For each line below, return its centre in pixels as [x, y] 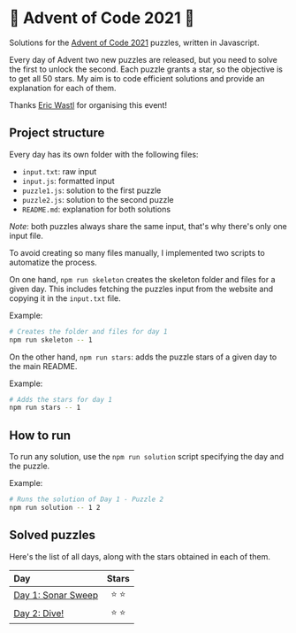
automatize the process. [53, 262]
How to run [40, 435]
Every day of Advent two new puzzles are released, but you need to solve [144, 59]
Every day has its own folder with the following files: [104, 154]
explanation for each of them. [63, 88]
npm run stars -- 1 [45, 408]
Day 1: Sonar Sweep [56, 595]
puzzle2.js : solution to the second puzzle [98, 199]
